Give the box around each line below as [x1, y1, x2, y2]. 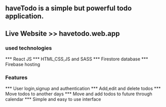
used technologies [5, 44, 52, 51]
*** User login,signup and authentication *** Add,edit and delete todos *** [5, 86, 161, 92]
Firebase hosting [5, 61, 40, 67]
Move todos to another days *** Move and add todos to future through [5, 91, 153, 97]
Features [5, 74, 28, 81]
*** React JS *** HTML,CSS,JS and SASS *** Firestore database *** [5, 56, 148, 62]
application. [5, 12, 44, 21]
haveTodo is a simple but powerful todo [5, 4, 132, 13]
